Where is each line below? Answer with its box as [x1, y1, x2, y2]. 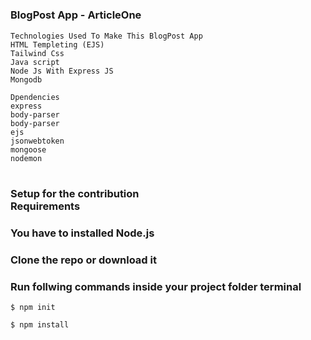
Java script [10, 57, 60, 67]
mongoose [10, 144, 47, 155]
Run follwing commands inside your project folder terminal [10, 279, 302, 293]
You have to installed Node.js [10, 226, 155, 240]
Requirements [10, 199, 81, 213]
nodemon [10, 153, 43, 163]
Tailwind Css [10, 48, 65, 58]
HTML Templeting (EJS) [10, 39, 105, 50]
